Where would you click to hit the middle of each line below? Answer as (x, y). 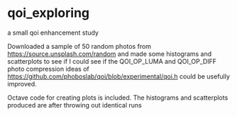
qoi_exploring (49, 13)
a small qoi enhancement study (53, 33)
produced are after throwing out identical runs (75, 105)
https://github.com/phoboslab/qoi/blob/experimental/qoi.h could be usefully (119, 76)
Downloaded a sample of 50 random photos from (79, 46)
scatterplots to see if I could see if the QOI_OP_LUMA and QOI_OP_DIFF (112, 61)
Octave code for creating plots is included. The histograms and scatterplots (118, 98)
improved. (22, 83)
